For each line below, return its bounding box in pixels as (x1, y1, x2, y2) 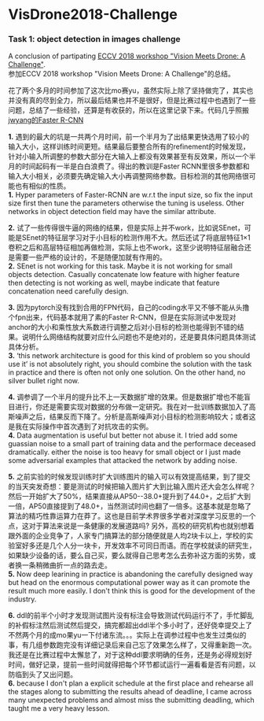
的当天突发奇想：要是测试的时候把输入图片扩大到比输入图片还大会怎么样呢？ (8, 482, 256, 491)
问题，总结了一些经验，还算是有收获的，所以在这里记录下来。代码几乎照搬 (8, 105, 249, 115)
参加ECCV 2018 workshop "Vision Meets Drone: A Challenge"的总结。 (8, 69, 236, 79)
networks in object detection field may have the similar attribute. (8, 207, 217, 216)
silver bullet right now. (8, 376, 80, 386)
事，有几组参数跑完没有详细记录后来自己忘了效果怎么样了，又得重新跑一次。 (8, 640, 256, 650)
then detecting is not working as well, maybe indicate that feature (8, 278, 220, 288)
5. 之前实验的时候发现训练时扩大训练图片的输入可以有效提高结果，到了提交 (8, 472, 251, 482)
